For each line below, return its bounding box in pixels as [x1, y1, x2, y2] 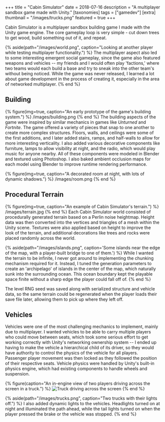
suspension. [5, 371, 30, 377]
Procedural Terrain [5, 190, 64, 199]
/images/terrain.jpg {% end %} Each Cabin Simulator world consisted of [5, 209, 151, 215]
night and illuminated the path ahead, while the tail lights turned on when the [5, 406, 161, 412]
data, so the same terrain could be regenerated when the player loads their [5, 291, 157, 297]
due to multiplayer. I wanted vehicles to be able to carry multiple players [5, 329, 151, 335]
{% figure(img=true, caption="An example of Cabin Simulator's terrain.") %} [5, 203, 159, 209]
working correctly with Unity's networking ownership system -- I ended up [5, 339, 157, 345]
